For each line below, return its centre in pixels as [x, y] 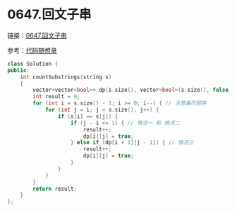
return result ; [55, 189]
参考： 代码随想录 [32, 50]
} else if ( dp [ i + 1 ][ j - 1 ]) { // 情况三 [132, 143]
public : [19, 70]
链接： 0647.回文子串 [37, 35]
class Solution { [33, 64]
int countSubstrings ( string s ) [66, 77]
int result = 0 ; [56, 97]
